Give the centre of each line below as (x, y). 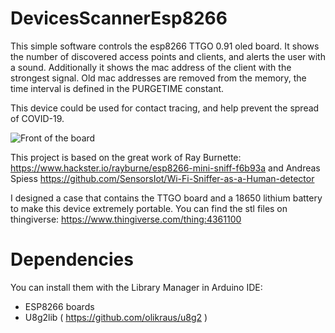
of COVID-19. (37, 118)
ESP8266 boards (59, 306)
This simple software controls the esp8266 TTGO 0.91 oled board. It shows (165, 46)
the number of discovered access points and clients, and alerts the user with (168, 56)
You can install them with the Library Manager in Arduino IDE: (136, 287)
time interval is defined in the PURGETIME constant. (117, 88)
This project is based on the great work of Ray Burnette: (126, 157)
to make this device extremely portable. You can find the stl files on (149, 208)
